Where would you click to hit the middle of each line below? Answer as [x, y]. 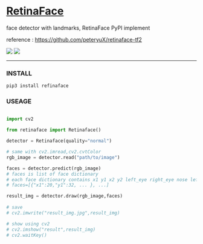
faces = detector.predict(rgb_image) [54, 168]
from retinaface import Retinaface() [54, 130]
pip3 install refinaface [37, 86]
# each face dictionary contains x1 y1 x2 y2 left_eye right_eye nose [97, 179]
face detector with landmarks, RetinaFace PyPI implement [78, 28]
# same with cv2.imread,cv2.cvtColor [54, 152]
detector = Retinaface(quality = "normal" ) [59, 141]
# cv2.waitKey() [27, 235]
